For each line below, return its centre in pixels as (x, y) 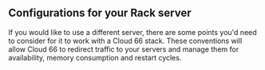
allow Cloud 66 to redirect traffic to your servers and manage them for (124, 49)
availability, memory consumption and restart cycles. (95, 57)
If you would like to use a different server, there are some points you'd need (132, 32)
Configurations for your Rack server (100, 13)
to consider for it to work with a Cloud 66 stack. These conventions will (125, 41)
